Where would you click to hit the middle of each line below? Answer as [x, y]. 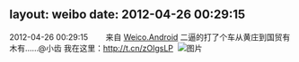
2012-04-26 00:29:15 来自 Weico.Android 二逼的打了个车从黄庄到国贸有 [150, 37]
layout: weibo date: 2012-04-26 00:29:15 [128, 15]
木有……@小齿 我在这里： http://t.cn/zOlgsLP [91, 48]
